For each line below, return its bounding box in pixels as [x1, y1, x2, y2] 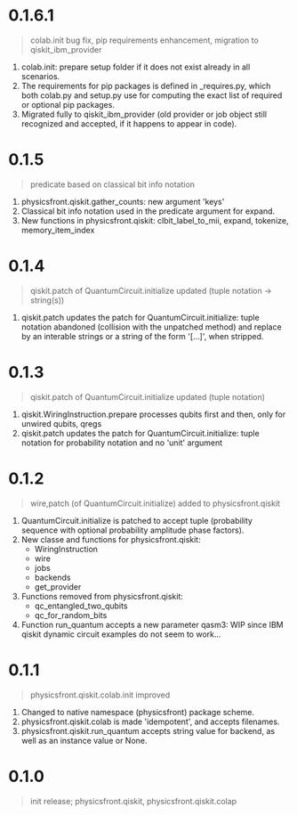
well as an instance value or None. [20, 735, 148, 746]
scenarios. [20, 70, 60, 81]
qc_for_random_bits [34, 609, 108, 620]
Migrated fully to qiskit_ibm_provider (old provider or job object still [20, 109, 268, 119]
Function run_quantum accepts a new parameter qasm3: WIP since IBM [20, 619, 284, 630]
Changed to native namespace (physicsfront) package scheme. [20, 706, 255, 717]
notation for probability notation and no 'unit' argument [20, 437, 223, 448]
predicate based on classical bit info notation [29, 179, 196, 190]
